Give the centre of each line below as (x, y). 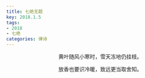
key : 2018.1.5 (24, 17)
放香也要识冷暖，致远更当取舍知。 (100, 69)
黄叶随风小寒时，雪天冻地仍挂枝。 (100, 56)
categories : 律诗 (27, 39)
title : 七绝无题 (24, 12)
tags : (13, 22)
